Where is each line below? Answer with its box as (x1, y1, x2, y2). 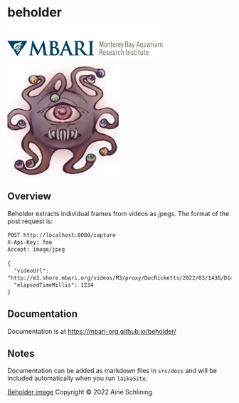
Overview (7, 190, 52, 203)
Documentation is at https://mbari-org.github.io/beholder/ (7, 327, 176, 335)
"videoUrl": (14, 267, 50, 275)
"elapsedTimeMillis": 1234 (14, 281, 94, 289)
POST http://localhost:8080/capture (7, 231, 116, 239)
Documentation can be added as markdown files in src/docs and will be (7, 367, 217, 375)
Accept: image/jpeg (7, 245, 65, 253)
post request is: (7, 217, 53, 225)
